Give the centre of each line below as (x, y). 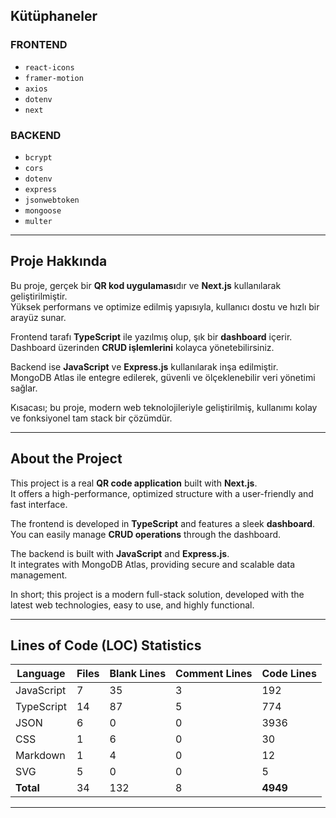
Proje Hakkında (59, 261)
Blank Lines (138, 674)
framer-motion (54, 78)
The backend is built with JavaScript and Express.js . (120, 553)
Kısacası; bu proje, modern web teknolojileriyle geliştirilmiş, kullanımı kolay (164, 407)
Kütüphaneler (54, 16)
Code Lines (289, 674)
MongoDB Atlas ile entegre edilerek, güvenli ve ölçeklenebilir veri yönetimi (163, 377)
